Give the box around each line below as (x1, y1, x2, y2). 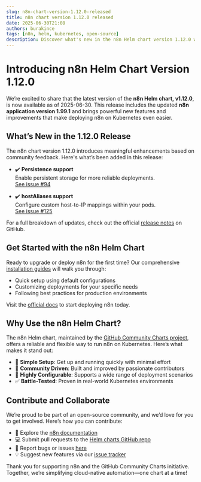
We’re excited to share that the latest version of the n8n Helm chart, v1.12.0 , (6, 95, 194, 102)
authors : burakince (6, 25, 55, 32)
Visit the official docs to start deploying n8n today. (6, 301, 130, 308)
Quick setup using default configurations (14, 277, 115, 284)
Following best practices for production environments (14, 289, 147, 296)
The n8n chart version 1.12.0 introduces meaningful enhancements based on (6, 147, 194, 154)
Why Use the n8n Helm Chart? (6, 318, 121, 328)
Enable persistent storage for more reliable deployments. (14, 174, 156, 181)
